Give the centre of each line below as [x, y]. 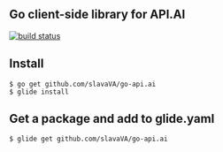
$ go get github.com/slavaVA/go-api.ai [83, 84]
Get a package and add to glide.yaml [112, 119]
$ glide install [39, 92]
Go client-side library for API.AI [97, 15]
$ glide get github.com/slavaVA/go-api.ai [88, 139]
